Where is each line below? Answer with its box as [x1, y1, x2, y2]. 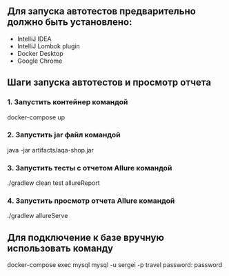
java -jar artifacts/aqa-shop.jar [7, 146, 94, 154]
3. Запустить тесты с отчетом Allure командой [7, 163, 172, 172]
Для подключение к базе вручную [7, 231, 164, 244]
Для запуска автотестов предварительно [7, 6, 197, 17]
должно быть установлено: [7, 17, 132, 28]
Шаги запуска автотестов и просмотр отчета [7, 77, 212, 88]
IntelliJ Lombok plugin [17, 41, 81, 50]
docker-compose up [7, 113, 66, 121]
